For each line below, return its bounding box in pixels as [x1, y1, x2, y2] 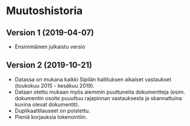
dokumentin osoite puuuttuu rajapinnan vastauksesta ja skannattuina [14, 94, 182, 101]
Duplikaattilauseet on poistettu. [14, 107, 90, 114]
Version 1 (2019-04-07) [6, 28, 94, 38]
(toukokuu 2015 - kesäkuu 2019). [14, 82, 95, 89]
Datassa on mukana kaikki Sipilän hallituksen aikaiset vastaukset [14, 75, 172, 83]
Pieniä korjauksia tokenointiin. [14, 113, 87, 120]
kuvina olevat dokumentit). [14, 101, 80, 108]
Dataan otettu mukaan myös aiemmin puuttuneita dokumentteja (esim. [14, 88, 185, 95]
